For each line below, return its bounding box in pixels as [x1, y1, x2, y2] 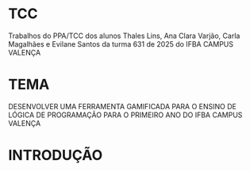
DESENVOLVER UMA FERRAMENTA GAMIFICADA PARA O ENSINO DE [8, 101, 237, 111]
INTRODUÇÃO [8, 146, 103, 165]
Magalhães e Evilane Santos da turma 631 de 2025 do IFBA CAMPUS [8, 39, 234, 48]
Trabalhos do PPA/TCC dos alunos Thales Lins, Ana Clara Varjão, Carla [8, 31, 240, 40]
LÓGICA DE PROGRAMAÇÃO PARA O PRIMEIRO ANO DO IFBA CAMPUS [8, 110, 243, 120]
